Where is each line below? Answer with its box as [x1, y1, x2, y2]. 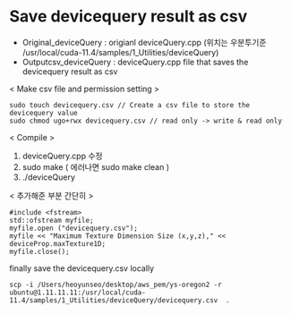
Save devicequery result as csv [9, 6, 248, 27]
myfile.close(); [9, 247, 70, 256]
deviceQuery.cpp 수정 [21, 150, 103, 161]
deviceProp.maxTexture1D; [9, 239, 106, 248]
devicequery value [9, 108, 78, 117]
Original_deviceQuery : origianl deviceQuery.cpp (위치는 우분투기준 [21, 37, 267, 47]
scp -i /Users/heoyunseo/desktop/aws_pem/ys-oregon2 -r [9, 280, 222, 289]
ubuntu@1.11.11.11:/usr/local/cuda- [9, 288, 146, 297]
